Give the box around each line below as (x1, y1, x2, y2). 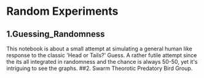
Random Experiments (6, 4, 119, 18)
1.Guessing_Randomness (6, 29, 106, 39)
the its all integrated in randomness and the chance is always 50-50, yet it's (6, 58, 198, 65)
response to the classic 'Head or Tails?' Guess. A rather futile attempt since (6, 52, 197, 59)
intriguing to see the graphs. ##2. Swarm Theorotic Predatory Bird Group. (6, 64, 193, 72)
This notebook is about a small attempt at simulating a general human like (6, 45, 192, 52)
